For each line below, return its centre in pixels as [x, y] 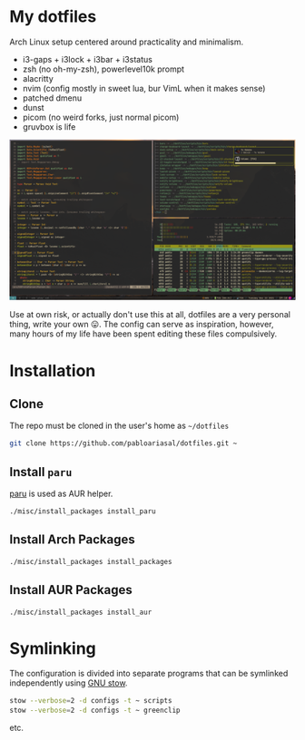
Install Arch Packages [72, 540]
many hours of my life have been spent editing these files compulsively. [143, 334]
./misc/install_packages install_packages [91, 561]
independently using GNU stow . [69, 683]
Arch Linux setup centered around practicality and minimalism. [127, 42]
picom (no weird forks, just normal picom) [101, 117]
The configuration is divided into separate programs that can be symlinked [149, 674]
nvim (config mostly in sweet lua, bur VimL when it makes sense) [144, 88]
